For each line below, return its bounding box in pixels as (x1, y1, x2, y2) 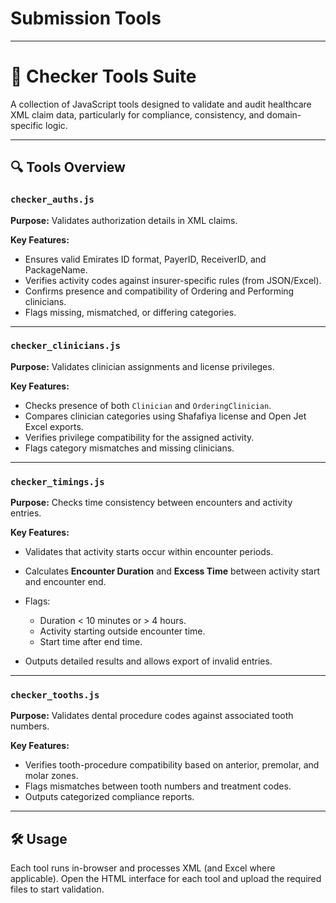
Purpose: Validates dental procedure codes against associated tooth (10, 710, 294, 722)
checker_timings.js (10, 476, 105, 487)
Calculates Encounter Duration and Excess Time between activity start (24, 565, 320, 577)
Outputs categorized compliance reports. (24, 791, 195, 803)
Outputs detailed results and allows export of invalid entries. (24, 655, 273, 667)
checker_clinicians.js (10, 340, 121, 352)
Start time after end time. (39, 636, 143, 648)
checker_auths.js (10, 194, 95, 206)
